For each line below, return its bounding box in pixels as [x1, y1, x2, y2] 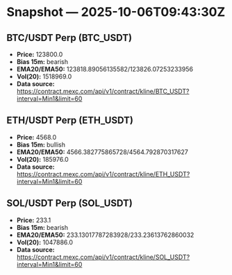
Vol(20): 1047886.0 [16, 237, 74, 247]
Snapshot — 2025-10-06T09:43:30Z [6, 4, 226, 20]
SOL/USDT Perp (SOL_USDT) [6, 197, 133, 209]
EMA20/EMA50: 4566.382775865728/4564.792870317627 [16, 147, 188, 156]
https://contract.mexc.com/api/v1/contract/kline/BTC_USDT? [16, 87, 190, 95]
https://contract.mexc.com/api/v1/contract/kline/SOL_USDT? [16, 253, 190, 261]
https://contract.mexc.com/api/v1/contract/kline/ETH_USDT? [16, 169, 190, 178]
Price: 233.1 [16, 216, 51, 224]
